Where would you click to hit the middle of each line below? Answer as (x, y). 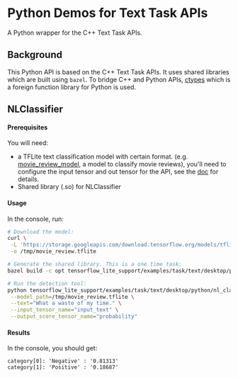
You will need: (28, 143)
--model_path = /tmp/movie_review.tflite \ (72, 297)
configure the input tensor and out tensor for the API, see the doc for (118, 172)
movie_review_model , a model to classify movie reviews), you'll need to (122, 164)
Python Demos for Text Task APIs (108, 13)
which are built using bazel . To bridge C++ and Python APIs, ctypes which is (119, 79)
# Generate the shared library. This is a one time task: (95, 264)
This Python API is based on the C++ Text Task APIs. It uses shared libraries (118, 71)
